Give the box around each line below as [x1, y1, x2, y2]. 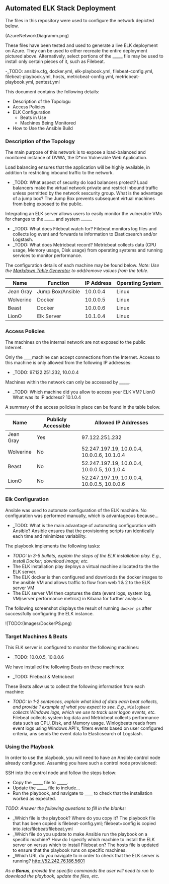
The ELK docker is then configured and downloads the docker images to [12, 574, 163, 580]
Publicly [47, 416, 67, 423]
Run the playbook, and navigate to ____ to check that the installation [12, 790, 152, 796]
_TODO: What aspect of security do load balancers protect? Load [12, 179, 148, 185]
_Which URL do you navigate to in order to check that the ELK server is [12, 853, 159, 859]
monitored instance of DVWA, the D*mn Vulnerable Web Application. [5, 155, 147, 161]
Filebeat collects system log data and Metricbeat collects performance [12, 715, 159, 720]
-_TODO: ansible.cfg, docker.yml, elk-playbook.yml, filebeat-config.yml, [5, 68, 154, 74]
